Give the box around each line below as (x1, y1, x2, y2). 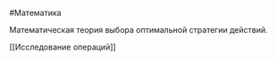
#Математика (9, 8, 62, 18)
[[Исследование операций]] (9, 42, 116, 52)
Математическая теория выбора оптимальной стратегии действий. (9, 25, 268, 34)
